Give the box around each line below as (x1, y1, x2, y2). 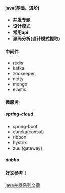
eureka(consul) (12, 129, 44, 135)
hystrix (12, 139, 27, 146)
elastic (12, 86, 27, 93)
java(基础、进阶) (5, 5, 40, 11)
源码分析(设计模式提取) (12, 36, 60, 42)
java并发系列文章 (5, 182, 40, 188)
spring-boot (12, 123, 38, 129)
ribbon (12, 134, 27, 140)
